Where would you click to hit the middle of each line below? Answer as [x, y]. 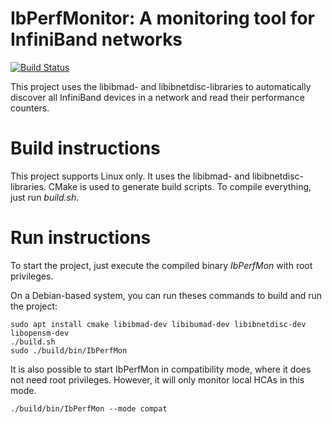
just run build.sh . [45, 197]
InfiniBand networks [96, 39]
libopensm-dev [40, 333]
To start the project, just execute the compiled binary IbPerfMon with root [161, 265]
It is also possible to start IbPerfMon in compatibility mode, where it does [161, 369]
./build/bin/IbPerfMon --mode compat [89, 408]
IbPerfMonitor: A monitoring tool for [162, 18]
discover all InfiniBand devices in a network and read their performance [158, 97]
